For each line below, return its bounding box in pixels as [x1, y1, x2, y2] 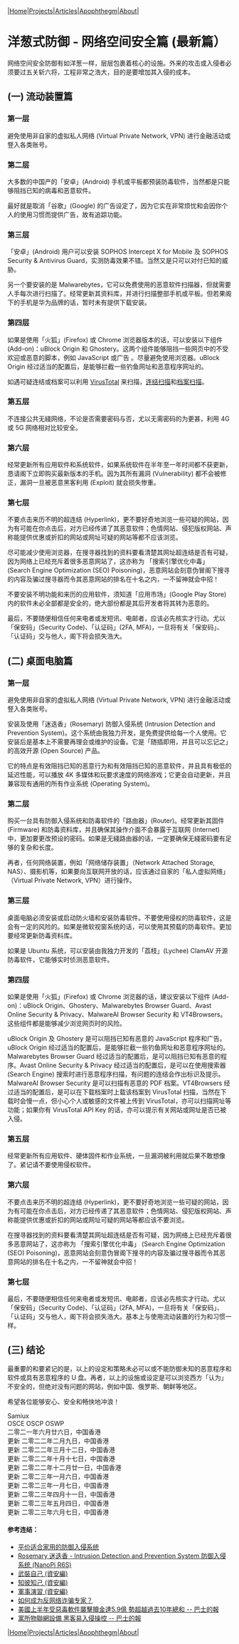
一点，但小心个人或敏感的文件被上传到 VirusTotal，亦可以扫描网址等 [31, 1096, 232, 1105]
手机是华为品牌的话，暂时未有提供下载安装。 [19, 298, 151, 307]
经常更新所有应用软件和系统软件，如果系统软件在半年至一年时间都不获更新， [7, 461, 232, 469]
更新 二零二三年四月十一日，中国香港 [7, 1490, 115, 1499]
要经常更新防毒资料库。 [7, 931, 76, 940]
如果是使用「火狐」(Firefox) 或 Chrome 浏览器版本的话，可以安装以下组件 [7, 335, 223, 344]
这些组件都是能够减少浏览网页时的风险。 [7, 1019, 126, 1027]
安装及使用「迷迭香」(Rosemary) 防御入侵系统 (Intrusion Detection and [7, 720, 216, 729]
